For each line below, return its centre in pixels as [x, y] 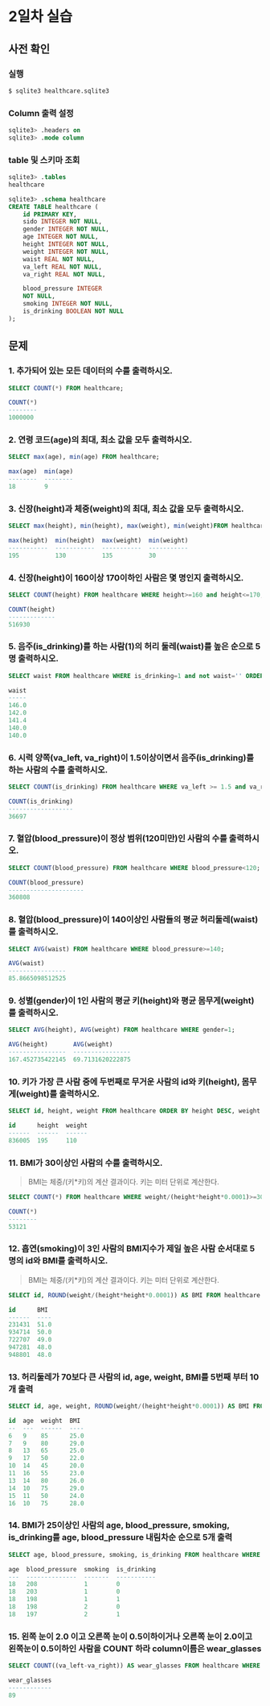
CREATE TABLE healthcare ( [53, 206]
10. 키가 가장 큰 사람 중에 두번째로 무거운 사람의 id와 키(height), [124, 1081]
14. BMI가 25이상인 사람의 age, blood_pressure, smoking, [119, 1525]
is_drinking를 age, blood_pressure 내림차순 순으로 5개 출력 [121, 1537]
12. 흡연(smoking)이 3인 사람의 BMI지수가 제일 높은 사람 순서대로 [128, 1249]
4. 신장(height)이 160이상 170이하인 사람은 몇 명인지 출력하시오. [126, 577]
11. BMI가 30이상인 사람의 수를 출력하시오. [86, 1163]
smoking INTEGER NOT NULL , [68, 304]
